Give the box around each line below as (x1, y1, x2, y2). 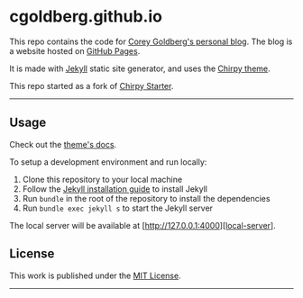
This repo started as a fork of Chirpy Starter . (9, 80, 174, 91)
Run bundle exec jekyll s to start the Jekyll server (22, 203, 214, 213)
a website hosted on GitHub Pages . (9, 45, 141, 56)
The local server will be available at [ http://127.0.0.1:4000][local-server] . (9, 220, 277, 230)
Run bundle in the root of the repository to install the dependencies (22, 193, 271, 203)
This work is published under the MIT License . (9, 270, 182, 281)
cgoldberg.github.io (9, 6, 162, 27)
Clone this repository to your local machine (22, 174, 183, 185)
